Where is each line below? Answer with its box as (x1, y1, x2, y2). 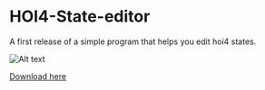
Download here (9, 70, 66, 82)
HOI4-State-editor (9, 6, 151, 27)
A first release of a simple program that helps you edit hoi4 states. (9, 36, 257, 47)
